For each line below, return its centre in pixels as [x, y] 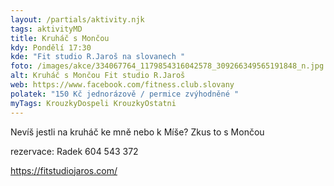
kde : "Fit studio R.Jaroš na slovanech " [98, 57]
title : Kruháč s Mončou [60, 38]
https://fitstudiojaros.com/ [64, 170]
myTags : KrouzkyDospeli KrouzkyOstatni [93, 103]
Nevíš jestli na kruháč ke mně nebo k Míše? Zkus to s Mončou [137, 132]
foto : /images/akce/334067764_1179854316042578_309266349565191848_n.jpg [167, 66]
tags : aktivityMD [46, 29]
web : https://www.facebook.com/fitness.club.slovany [122, 85]
